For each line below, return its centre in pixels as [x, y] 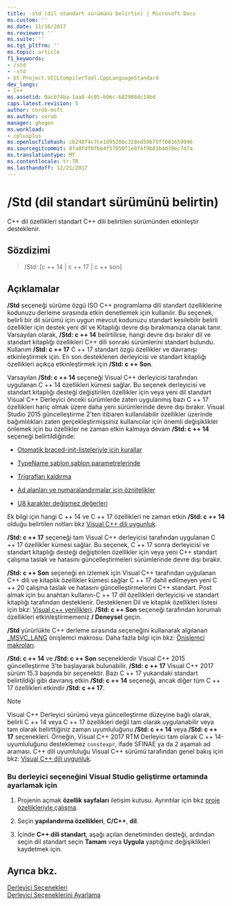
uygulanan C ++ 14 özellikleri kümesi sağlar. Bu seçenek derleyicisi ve [106, 385]
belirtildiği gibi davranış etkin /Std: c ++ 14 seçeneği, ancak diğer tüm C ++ [114, 681]
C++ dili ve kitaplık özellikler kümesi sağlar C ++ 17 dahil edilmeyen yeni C [112, 580]
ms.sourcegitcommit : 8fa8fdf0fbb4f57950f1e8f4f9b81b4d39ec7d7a [100, 149]
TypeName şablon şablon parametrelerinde [79, 463]
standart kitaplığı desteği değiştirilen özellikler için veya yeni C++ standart [112, 552]
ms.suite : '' [26, 39]
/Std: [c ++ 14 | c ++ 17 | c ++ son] [73, 267]
